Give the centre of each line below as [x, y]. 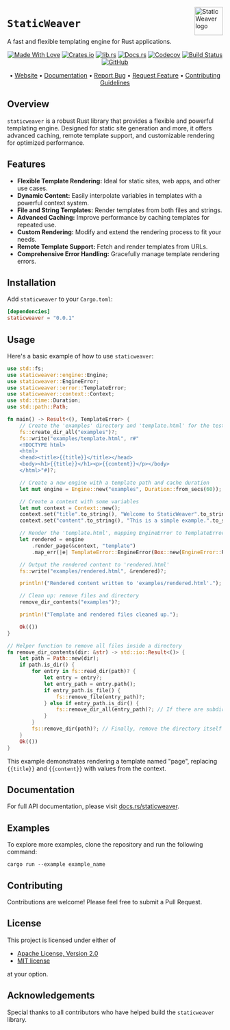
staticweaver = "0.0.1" [41, 318]
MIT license [33, 961]
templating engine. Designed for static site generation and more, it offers [110, 128]
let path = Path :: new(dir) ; [59, 659]
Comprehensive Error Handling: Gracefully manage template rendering [118, 253]
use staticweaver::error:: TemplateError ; [67, 388]
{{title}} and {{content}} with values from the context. [87, 768]
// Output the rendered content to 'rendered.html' [94, 564]
